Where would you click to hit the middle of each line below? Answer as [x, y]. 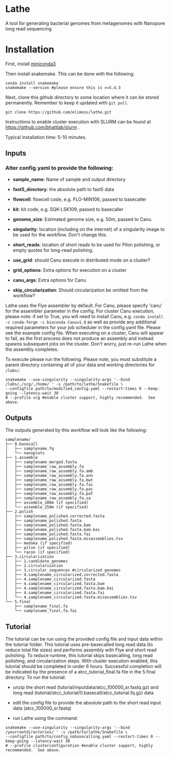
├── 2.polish [19, 512]
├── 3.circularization [30, 557]
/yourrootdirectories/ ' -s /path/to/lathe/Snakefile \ [66, 732]
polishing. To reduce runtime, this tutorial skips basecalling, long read [79, 656]
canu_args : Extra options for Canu [49, 280]
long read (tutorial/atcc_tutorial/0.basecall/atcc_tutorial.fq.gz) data [83, 693]
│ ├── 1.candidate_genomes [37, 561]
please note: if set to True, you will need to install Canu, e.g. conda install [84, 316]
